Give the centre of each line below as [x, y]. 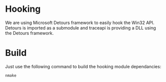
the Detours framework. [29, 33]
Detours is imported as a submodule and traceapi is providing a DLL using [81, 27]
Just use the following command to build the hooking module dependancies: [83, 66]
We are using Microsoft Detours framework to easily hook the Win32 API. [80, 23]
